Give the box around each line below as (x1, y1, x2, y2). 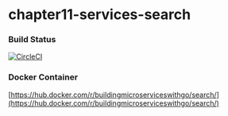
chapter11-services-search (8, 6, 191, 24)
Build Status (8, 34, 56, 45)
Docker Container (8, 72, 78, 83)
